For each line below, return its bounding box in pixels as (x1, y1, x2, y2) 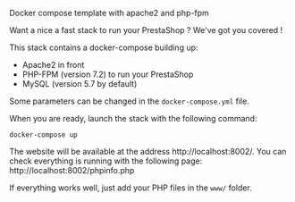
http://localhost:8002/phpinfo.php (9, 165, 135, 175)
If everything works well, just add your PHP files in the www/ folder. (9, 182, 252, 193)
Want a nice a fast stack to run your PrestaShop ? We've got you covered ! (9, 25, 283, 35)
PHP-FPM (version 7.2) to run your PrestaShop (21, 69, 194, 80)
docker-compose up (9, 130, 78, 139)
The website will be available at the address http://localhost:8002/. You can (9, 147, 287, 156)
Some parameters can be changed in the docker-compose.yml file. (9, 96, 250, 106)
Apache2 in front (21, 60, 85, 70)
